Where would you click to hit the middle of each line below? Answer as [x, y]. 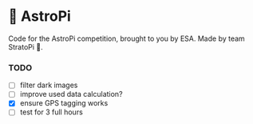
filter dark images [49, 85]
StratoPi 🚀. [26, 46]
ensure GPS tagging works [64, 103]
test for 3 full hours [51, 112]
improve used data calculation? [71, 94]
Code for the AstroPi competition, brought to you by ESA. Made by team [126, 38]
